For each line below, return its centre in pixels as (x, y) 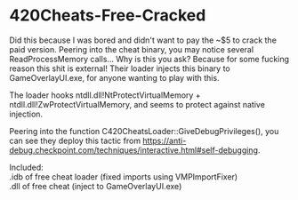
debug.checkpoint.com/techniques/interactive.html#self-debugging (133, 150)
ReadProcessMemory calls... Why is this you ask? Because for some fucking (149, 59)
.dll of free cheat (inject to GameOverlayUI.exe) (96, 186)
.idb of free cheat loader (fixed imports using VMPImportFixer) (124, 176)
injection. (26, 114)
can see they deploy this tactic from (75, 140)
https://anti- (164, 140)
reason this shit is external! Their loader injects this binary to (120, 68)
